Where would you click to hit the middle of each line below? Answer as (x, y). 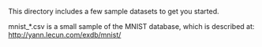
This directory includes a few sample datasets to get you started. (114, 11)
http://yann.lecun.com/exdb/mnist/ (65, 35)
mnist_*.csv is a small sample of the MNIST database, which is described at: (131, 26)
